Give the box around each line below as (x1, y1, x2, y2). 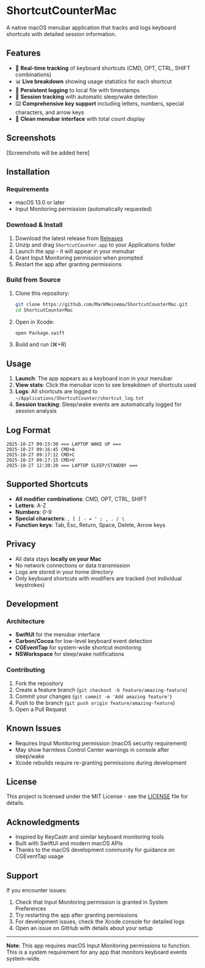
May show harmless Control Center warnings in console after (15, 746, 170, 753)
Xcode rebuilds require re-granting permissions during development (15, 759, 187, 766)
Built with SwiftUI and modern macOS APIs (15, 840, 123, 847)
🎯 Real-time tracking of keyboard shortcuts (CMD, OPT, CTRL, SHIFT (15, 64, 191, 71)
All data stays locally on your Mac (15, 555, 102, 562)
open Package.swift (15, 330, 65, 336)
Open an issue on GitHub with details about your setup (15, 924, 153, 931)
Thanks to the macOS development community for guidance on (15, 846, 175, 854)
